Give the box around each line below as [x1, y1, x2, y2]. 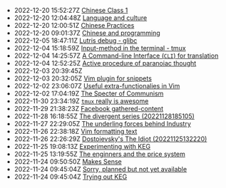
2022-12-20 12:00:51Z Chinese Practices [14, 21, 135, 29]
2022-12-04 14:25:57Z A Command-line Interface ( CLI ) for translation [14, 51, 219, 60]
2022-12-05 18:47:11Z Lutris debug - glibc [14, 36, 138, 45]
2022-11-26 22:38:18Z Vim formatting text [14, 127, 138, 135]
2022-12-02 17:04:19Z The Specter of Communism [14, 89, 164, 98]
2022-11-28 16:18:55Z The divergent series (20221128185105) [14, 112, 195, 120]
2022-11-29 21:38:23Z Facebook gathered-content [14, 105, 164, 113]
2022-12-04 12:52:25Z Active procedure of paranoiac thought [14, 59, 197, 67]
